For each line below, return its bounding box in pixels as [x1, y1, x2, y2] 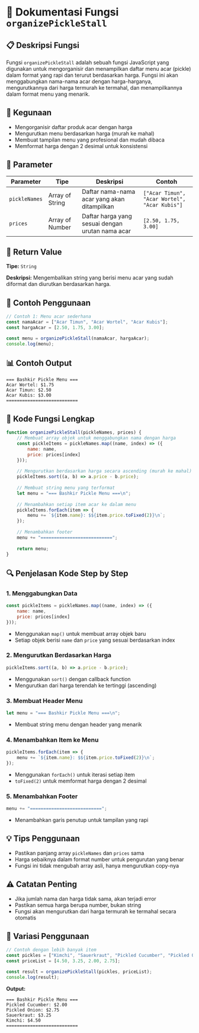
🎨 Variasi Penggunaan [6, 931, 89, 941]
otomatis [14, 914, 37, 921]
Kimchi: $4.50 [6, 1017, 41, 1023]
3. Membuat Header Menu [6, 696, 83, 705]
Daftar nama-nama [82, 187, 136, 196]
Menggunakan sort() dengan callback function [14, 675, 131, 683]
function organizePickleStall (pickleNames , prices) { [6, 429, 142, 436]
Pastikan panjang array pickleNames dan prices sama [14, 849, 145, 856]
